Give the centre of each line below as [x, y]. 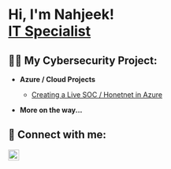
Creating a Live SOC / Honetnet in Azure [97, 95]
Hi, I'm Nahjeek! [61, 15]
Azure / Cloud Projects [58, 79]
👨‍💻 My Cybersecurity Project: [83, 60]
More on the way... [51, 110]
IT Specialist [50, 31]
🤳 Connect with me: [57, 135]
